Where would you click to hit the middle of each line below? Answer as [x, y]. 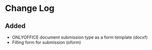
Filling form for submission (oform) [46, 42]
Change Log [30, 8]
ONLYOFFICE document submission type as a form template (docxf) [80, 37]
